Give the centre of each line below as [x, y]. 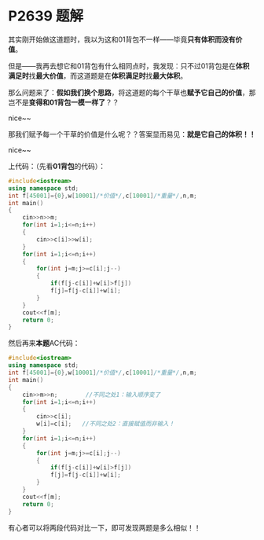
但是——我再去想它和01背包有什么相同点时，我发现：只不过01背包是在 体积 [129, 66]
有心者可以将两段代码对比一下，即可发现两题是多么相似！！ [104, 527]
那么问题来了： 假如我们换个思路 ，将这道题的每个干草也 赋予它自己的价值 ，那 [132, 92]
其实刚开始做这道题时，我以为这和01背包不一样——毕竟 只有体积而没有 [122, 39]
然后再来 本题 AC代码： [44, 343]
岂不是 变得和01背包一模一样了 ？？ [64, 102]
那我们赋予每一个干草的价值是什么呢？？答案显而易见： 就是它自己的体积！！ [132, 134]
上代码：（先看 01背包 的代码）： [57, 166]
